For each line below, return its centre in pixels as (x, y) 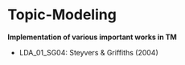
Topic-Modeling (62, 15)
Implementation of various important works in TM (92, 37)
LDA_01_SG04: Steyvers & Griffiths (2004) (88, 52)
